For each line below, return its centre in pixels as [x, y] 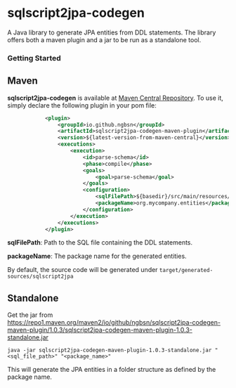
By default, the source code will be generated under [83, 270]
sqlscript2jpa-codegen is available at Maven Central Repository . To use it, [115, 98]
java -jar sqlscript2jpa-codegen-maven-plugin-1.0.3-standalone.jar [110, 350]
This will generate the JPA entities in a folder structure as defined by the [112, 370]
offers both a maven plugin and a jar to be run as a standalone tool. [104, 39]
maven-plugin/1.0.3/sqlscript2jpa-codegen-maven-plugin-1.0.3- [100, 330]
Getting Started [34, 58]
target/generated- [186, 271]
